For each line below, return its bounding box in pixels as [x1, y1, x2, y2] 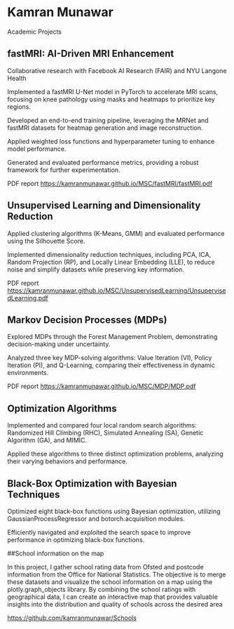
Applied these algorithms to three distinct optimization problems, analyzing [7, 450, 224, 458]
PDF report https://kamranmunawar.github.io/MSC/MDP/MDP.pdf [7, 382, 196, 390]
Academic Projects [7, 27, 62, 36]
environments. [7, 369, 49, 377]
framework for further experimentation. [7, 166, 121, 174]
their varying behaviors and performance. [7, 457, 128, 465]
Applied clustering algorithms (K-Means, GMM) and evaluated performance [7, 229, 225, 237]
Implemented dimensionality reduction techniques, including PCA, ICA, [7, 250, 212, 258]
